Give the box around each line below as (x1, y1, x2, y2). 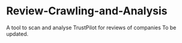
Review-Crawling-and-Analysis (6, 4, 168, 18)
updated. (6, 30, 29, 37)
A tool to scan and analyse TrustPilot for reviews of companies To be (6, 24, 177, 31)
